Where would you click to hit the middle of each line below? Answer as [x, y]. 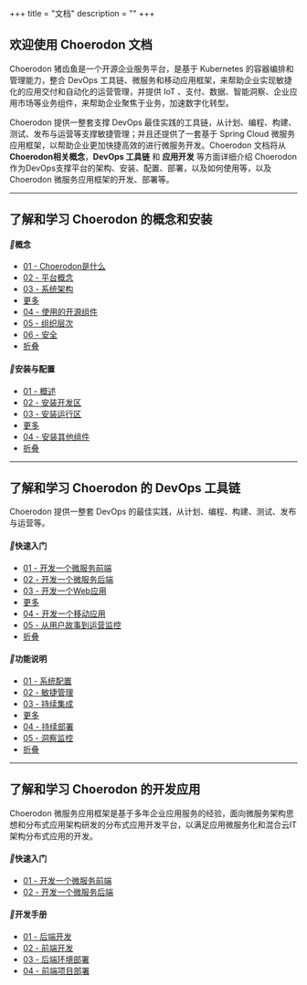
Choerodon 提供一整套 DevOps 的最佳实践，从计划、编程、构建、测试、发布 [153, 512]
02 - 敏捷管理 [48, 692]
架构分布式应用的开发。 [53, 836]
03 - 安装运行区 [52, 414]
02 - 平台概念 [48, 278]
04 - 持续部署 [48, 726]
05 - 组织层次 [48, 323]
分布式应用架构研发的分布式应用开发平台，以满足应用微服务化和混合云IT [161, 824]
